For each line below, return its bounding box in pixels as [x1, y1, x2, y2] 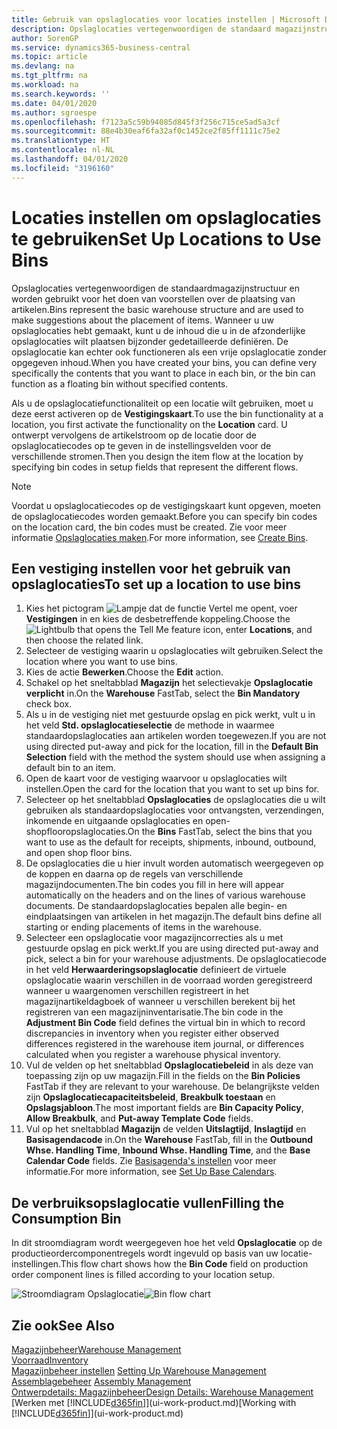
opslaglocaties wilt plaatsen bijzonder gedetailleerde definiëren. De [11, 335, 289, 347]
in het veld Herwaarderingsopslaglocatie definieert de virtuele [25, 964, 287, 976]
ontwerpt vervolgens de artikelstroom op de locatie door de [11, 429, 258, 441]
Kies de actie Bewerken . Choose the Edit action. [25, 666, 224, 678]
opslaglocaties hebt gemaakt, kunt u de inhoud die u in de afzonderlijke [11, 324, 306, 336]
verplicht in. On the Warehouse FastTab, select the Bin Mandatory [25, 687, 301, 700]
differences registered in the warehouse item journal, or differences [25, 1038, 305, 1050]
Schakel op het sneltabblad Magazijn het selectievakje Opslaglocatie [25, 677, 314, 689]
